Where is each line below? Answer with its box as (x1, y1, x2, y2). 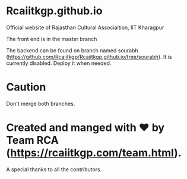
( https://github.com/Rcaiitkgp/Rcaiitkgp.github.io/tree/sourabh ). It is (6, 53, 172, 60)
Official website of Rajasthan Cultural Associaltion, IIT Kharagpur (6, 24, 164, 31)
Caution (6, 80, 46, 94)
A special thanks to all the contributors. (6, 165, 102, 173)
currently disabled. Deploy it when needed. (6, 59, 112, 67)
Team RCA (6, 134, 59, 147)
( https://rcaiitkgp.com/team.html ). (6, 146, 182, 160)
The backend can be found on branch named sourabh (6, 46, 138, 54)
